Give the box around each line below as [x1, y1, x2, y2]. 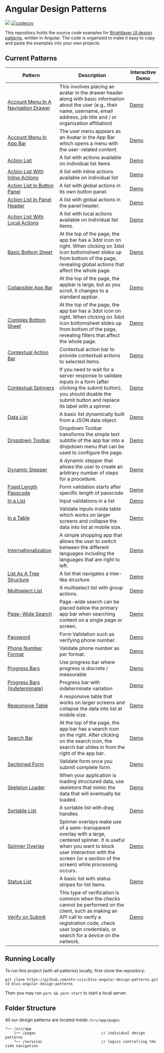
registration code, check [59, 920, 116, 926]
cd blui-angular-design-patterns [5, 981, 73, 986]
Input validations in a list [59, 497, 115, 504]
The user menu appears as [59, 128, 121, 134]
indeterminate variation [59, 685, 113, 692]
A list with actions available [59, 154, 122, 161]
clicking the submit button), [59, 384, 123, 391]
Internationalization [7, 547, 52, 553]
